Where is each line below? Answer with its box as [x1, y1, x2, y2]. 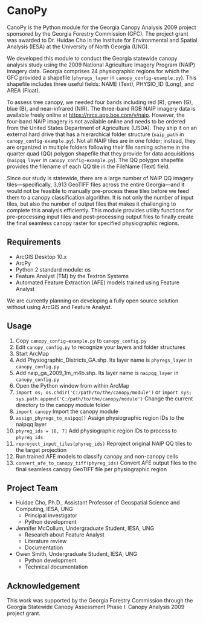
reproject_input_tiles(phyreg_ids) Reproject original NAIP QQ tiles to [15, 440, 192, 447]
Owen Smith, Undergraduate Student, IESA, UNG [15, 550, 138, 558]
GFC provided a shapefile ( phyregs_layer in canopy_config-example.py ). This [7, 74, 197, 81]
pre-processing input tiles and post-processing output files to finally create [7, 213, 194, 220]
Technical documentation [24, 563, 88, 570]
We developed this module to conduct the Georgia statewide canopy [7, 54, 178, 62]
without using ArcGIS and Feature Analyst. [7, 303, 112, 310]
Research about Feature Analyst [24, 531, 105, 538]
